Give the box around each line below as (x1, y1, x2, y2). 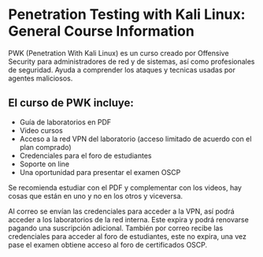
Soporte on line (19, 159, 69, 169)
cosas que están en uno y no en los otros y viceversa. (8, 191, 183, 200)
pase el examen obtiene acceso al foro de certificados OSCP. (8, 240, 208, 249)
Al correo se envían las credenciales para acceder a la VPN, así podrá (8, 207, 235, 216)
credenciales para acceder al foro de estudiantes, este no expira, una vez (8, 231, 246, 241)
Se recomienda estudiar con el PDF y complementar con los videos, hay (8, 183, 243, 192)
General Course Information (8, 22, 194, 40)
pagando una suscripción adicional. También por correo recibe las (8, 223, 224, 233)
